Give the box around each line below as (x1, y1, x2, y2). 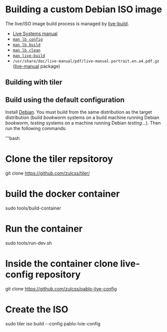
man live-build (12, 53, 45, 58)
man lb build (12, 42, 41, 47)
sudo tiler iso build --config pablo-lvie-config (5, 320, 101, 326)
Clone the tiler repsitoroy (5, 153, 113, 165)
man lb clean (12, 48, 41, 53)
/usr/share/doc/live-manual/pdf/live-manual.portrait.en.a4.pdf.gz (12, 58, 159, 64)
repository (35, 269, 81, 280)
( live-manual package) (12, 63, 60, 69)
